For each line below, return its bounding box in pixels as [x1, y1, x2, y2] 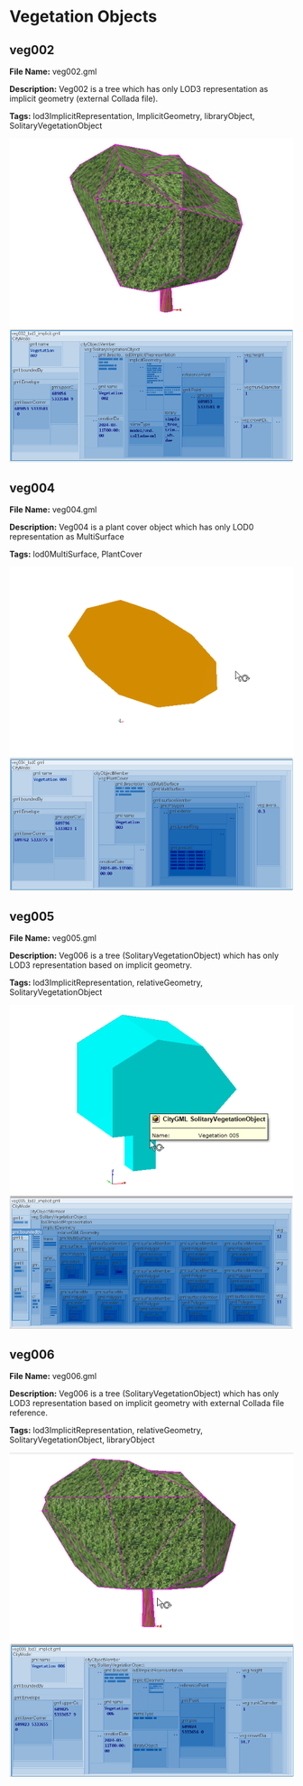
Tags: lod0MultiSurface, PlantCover [9, 548, 142, 560]
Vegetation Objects [9, 6, 158, 27]
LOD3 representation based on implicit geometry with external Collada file [9, 1398, 285, 1409]
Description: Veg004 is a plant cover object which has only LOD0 [9, 521, 254, 533]
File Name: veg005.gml [9, 933, 97, 944]
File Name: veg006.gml [9, 1371, 97, 1382]
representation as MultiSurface [9, 531, 124, 542]
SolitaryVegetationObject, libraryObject [9, 1434, 155, 1445]
